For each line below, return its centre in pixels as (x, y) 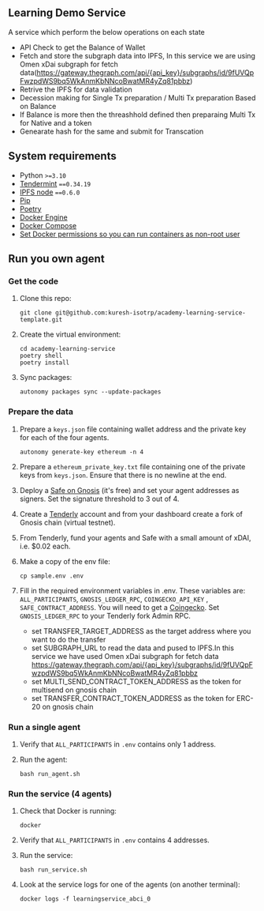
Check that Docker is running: (68, 811)
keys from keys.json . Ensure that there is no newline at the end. (123, 475)
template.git (41, 320)
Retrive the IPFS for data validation (76, 89)
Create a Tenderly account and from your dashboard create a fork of (131, 514)
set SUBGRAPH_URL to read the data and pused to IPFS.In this (133, 648)
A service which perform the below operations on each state (106, 32)
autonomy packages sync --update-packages (90, 392)
